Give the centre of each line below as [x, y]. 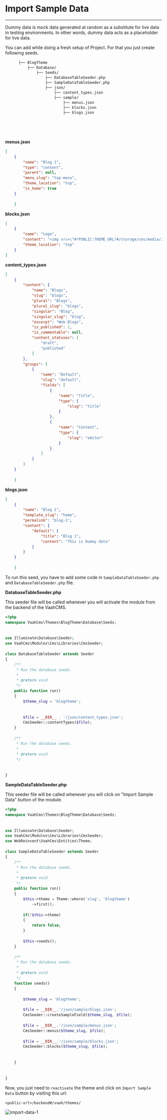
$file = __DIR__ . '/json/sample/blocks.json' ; [71, 1041]
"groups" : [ [36, 364]
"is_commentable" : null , [57, 333]
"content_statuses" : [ [55, 338]
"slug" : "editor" [85, 438]
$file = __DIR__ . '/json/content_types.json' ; [73, 717]
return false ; [46, 925]
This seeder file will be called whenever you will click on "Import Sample [79, 794]
